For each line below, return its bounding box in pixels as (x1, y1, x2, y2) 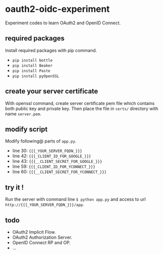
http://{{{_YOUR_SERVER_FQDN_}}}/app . (5, 202, 84, 207)
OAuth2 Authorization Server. (12, 234, 73, 240)
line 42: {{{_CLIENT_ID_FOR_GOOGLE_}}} (12, 153, 91, 159)
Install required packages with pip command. (5, 47, 97, 53)
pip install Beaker (12, 63, 53, 68)
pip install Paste (12, 68, 51, 73)
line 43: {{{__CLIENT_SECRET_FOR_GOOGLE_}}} (12, 158, 103, 164)
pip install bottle (12, 58, 53, 63)
